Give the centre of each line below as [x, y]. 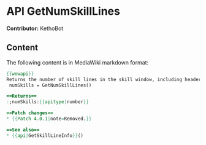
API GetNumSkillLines [63, 11]
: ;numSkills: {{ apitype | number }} [48, 102]
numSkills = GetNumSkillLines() [50, 85]
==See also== [23, 130]
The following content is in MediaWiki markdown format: [78, 62]
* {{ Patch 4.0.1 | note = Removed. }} [49, 119]
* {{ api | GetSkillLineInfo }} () [45, 135]
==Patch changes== [30, 113]
